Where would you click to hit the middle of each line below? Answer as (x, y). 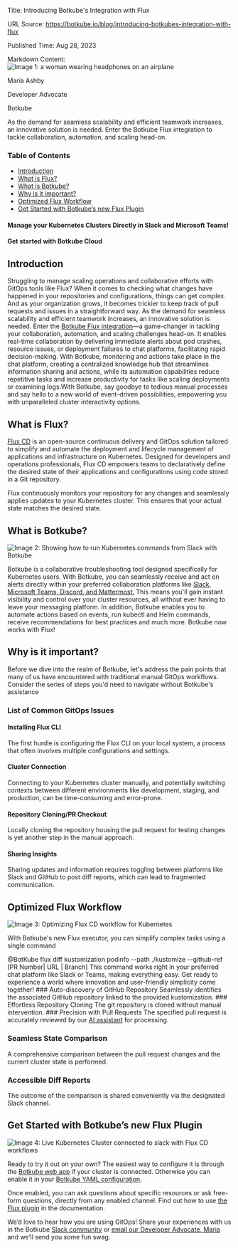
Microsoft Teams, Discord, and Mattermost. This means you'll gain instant (115, 592)
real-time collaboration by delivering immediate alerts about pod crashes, (115, 342)
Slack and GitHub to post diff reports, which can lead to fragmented (107, 877)
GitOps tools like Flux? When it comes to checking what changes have (110, 288)
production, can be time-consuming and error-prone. (85, 798)
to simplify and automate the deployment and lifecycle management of (111, 449)
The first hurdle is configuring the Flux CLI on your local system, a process (117, 743)
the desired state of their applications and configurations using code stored (118, 472)
